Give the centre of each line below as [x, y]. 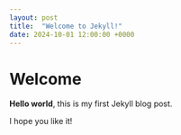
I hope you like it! [41, 121]
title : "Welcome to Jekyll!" [66, 26]
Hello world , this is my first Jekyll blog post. [91, 103]
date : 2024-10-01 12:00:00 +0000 [72, 34]
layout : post [34, 18]
